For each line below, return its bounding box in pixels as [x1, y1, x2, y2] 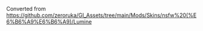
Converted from [6, 5, 46, 12]
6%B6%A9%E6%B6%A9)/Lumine [6, 18, 92, 25]
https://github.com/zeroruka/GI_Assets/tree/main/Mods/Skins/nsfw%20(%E [6, 12, 197, 19]
